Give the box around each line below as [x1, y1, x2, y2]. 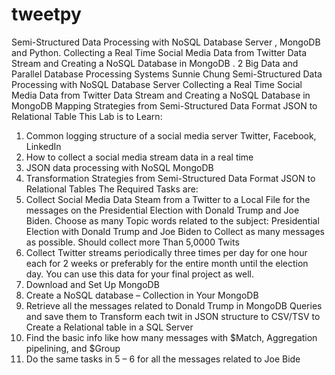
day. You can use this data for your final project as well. [25, 268, 255, 280]
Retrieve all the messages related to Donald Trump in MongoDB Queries [25, 299, 323, 312]
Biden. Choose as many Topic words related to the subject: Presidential [25, 214, 320, 227]
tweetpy [11, 3, 82, 26]
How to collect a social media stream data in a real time [25, 151, 254, 163]
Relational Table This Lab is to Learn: [11, 110, 163, 122]
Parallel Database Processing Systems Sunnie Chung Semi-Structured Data [11, 68, 323, 80]
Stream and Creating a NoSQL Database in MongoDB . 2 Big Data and [11, 57, 299, 69]
